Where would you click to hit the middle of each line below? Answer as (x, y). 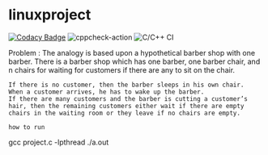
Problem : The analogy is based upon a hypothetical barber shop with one (132, 52)
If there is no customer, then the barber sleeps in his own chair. (126, 85)
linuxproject (50, 15)
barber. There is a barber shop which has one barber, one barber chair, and (134, 61)
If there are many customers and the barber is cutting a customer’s (128, 98)
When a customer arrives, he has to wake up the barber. (106, 92)
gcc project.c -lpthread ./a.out (59, 142)
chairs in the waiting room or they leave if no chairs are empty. (125, 113)
